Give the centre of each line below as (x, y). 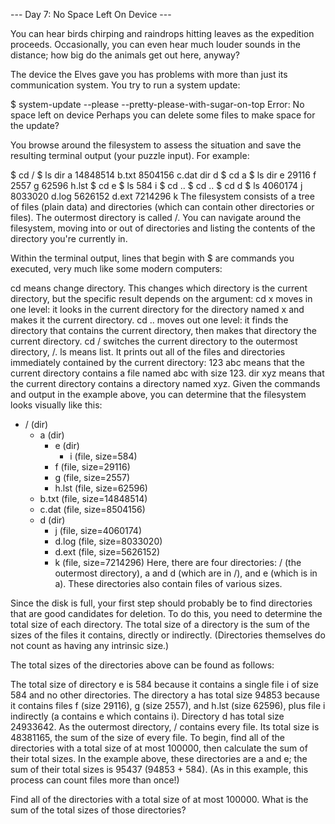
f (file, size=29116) (92, 467)
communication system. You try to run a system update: (125, 85)
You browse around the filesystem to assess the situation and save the (156, 145)
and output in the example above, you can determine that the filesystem (158, 394)
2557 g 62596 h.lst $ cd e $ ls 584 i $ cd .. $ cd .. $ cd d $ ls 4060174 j (156, 185)
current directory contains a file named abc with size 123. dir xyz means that (167, 373)
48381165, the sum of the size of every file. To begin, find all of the (147, 737)
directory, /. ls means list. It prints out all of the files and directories (148, 352)
